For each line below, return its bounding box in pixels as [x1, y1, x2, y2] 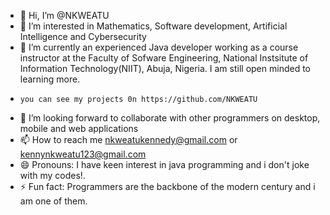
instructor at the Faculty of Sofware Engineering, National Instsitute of [19, 52, 309, 64]
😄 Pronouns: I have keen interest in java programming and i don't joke [19, 159, 310, 170]
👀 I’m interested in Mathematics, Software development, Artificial [19, 20, 288, 32]
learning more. [19, 73, 81, 85]
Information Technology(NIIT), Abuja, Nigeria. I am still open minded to [19, 63, 311, 74]
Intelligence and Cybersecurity [19, 31, 147, 42]
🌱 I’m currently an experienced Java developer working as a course [19, 41, 299, 53]
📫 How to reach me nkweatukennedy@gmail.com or [19, 134, 238, 145]
